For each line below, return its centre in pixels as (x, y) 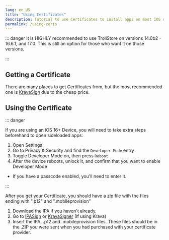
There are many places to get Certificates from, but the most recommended (84, 87)
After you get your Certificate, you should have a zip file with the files (77, 196)
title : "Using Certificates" (36, 15)
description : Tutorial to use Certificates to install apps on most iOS (83, 19)
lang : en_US (18, 10)
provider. (22, 232)
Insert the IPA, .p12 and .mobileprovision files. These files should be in (85, 221)
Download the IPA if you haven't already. (55, 211)
